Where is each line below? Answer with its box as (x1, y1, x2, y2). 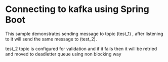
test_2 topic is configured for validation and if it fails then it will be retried (5, 45, 157, 51)
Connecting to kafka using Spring (5, 3, 149, 15)
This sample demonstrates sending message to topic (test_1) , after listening (5, 30, 163, 36)
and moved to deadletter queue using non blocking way (5, 51, 121, 57)
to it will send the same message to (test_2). (5, 36, 97, 42)
